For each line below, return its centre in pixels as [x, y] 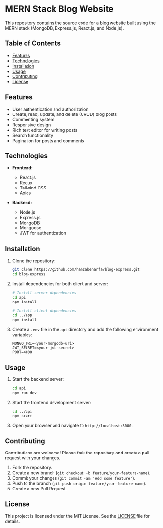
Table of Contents [33, 44]
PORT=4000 [22, 352]
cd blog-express [29, 274]
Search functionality [32, 135]
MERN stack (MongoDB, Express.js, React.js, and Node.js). [65, 28]
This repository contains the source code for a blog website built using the [81, 23]
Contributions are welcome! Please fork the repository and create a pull [77, 453]
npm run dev [24, 393]
